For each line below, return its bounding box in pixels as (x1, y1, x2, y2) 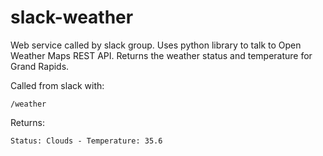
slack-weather (10, 6, 134, 29)
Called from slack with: (10, 79, 105, 91)
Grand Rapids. (10, 60, 70, 72)
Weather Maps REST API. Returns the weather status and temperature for (10, 49, 313, 61)
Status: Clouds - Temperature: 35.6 (10, 136, 163, 146)
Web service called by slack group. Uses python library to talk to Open (10, 39, 302, 51)
